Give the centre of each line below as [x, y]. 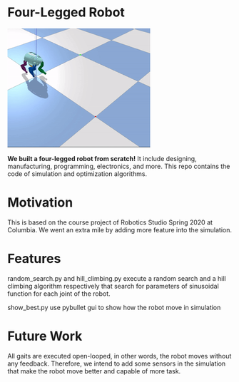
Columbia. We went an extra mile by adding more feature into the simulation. [119, 229]
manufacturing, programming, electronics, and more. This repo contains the [119, 166]
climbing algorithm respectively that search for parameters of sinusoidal [113, 286]
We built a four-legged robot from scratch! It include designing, [102, 158]
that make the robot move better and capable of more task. [94, 371]
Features [34, 259]
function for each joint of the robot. [59, 294]
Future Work [45, 336]
